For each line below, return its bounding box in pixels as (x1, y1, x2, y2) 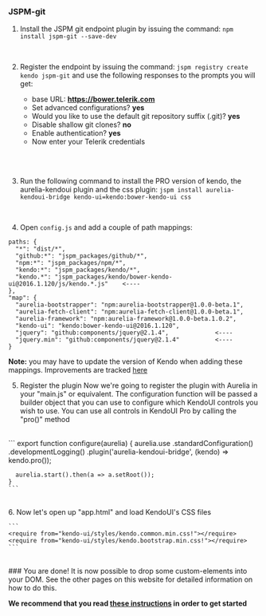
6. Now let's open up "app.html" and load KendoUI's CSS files (8, 507, 212, 517)
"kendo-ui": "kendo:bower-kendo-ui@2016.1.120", (15, 322, 180, 330)
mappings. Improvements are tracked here (8, 365, 148, 375)
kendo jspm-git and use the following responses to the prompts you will (19, 70, 256, 81)
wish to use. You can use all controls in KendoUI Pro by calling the (19, 406, 237, 416)
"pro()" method (19, 415, 70, 424)
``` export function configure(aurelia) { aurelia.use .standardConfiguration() (8, 439, 253, 448)
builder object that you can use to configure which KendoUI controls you (19, 397, 259, 408)
